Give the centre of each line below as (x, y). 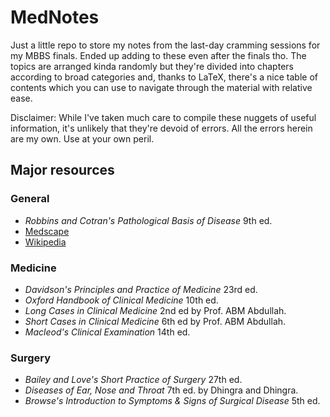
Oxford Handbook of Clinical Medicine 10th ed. (121, 300)
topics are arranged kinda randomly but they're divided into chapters (152, 66)
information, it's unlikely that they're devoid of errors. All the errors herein (161, 128)
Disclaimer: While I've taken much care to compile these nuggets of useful (163, 117)
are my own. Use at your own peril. (82, 138)
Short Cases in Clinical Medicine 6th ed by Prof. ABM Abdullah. (155, 321)
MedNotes (55, 17)
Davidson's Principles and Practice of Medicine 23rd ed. (141, 289)
